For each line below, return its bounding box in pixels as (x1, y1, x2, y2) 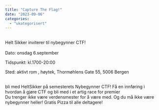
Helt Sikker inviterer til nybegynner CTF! (5, 40, 86, 46)
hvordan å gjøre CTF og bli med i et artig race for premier (5, 89, 120, 95)
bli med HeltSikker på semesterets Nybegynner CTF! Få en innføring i (5, 84, 145, 90)
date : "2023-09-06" (5, 12, 45, 17)
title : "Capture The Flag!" (5, 7, 63, 12)
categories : (5, 16, 29, 21)
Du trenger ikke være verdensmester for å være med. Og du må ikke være (5, 94, 154, 100)
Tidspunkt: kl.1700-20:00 (5, 59, 55, 65)
